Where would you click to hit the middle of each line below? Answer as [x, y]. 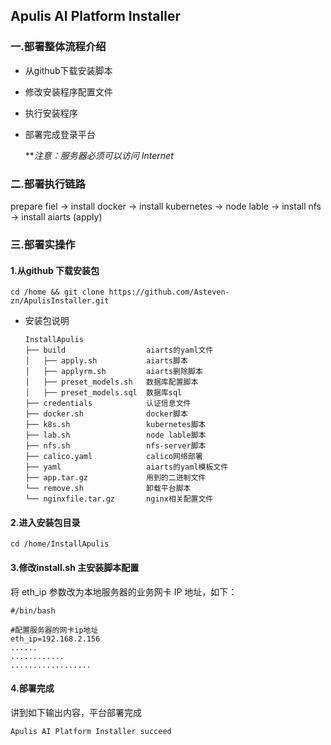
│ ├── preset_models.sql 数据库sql [103, 393]
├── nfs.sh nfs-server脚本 [115, 446]
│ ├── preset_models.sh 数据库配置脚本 [111, 382]
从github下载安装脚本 [68, 70]
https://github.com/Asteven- [169, 292]
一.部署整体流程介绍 [58, 47]
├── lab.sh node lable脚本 [115, 435]
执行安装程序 [51, 113]
